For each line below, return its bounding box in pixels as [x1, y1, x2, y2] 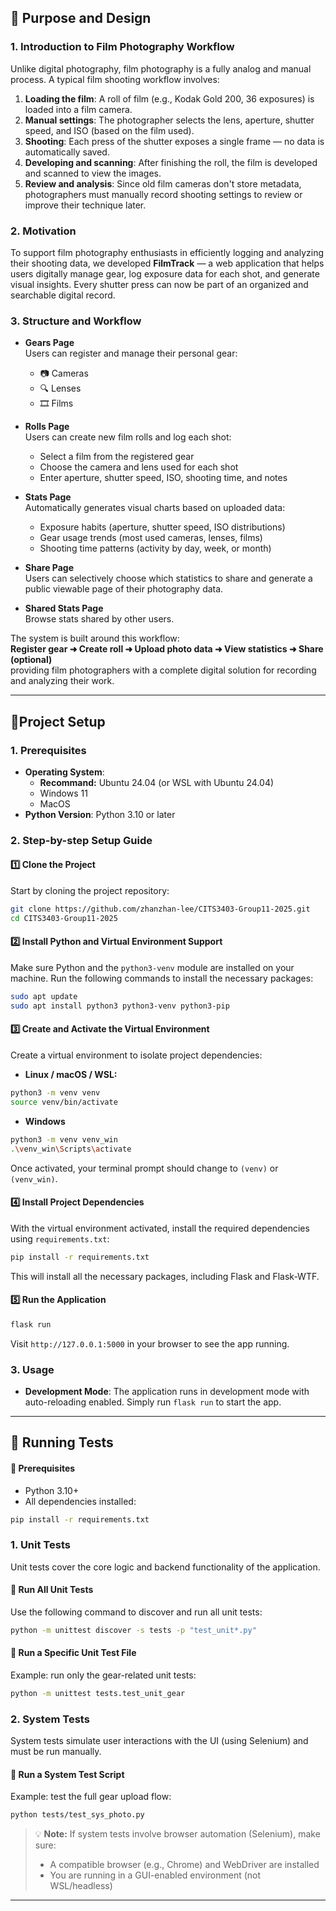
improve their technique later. [24, 199, 147, 211]
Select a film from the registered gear [39, 451, 195, 463]
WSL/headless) [49, 1880, 113, 1892]
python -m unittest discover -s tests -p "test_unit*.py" [10, 1625, 257, 1635]
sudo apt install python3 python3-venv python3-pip [10, 1001, 230, 1011]
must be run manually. [10, 1746, 102, 1758]
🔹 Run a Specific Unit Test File [10, 1647, 137, 1659]
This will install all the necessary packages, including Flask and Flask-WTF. [10, 1270, 320, 1282]
